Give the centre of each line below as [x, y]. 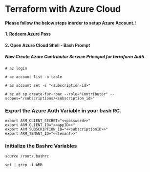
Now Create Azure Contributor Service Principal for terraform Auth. [75, 56]
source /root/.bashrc [27, 156]
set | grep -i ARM [24, 165]
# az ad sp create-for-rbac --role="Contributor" [57, 94]
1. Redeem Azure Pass [28, 34]
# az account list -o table [34, 77]
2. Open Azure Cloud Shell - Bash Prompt [48, 45]
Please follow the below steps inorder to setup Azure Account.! [71, 23]
